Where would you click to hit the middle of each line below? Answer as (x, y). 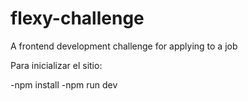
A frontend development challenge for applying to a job (124, 46)
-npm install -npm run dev (64, 84)
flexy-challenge (77, 18)
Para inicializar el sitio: (56, 65)
